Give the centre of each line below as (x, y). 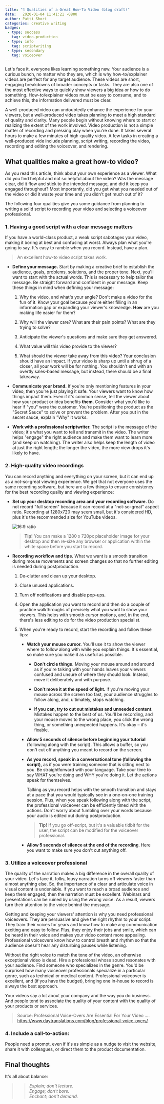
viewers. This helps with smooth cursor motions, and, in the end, (84, 615)
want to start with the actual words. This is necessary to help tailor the (83, 277)
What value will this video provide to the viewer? (68, 346)
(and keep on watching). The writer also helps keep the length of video (83, 443)
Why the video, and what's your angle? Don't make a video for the (86, 297)
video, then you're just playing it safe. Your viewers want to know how (82, 391)
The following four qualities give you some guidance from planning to (75, 204)
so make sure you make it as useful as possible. (75, 654)
